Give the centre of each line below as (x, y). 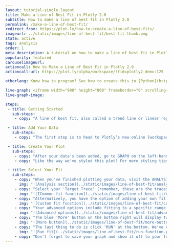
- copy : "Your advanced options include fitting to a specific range (90, 208)
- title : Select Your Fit (35, 170)
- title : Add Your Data (33, 128)
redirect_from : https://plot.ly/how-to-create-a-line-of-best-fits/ (80, 29)
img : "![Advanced (37, 213)
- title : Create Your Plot (36, 146)
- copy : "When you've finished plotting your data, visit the (82, 179)
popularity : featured (28, 58)
